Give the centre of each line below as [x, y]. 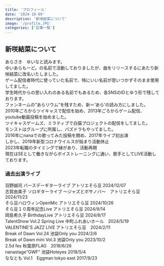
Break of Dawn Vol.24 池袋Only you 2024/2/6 [51, 234]
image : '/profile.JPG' [28, 23]
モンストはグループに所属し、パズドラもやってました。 [60, 129]
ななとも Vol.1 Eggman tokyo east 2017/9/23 [51, 258]
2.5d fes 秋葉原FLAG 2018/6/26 [38, 246]
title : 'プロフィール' [26, 10]
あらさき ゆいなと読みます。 [35, 61]
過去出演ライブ [23, 174]
